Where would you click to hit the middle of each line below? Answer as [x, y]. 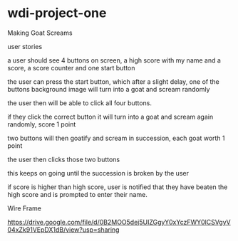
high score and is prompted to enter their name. [77, 194]
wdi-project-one [57, 13]
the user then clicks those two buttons [64, 159]
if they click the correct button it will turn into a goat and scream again [110, 117]
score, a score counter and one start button [71, 68]
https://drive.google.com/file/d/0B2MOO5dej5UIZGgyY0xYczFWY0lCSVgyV [119, 222]
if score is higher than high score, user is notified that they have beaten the [118, 187]
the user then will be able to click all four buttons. [79, 103]
